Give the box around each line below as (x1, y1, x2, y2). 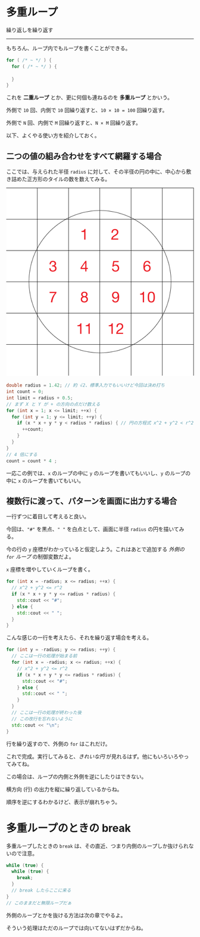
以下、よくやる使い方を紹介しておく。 (6, 132, 100, 139)
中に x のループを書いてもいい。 (6, 477, 85, 484)
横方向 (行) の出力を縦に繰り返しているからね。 (6, 786, 123, 793)
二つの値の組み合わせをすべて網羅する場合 (6, 151, 162, 161)
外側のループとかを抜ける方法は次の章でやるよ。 (6, 911, 126, 919)
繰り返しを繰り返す (6, 26, 54, 33)
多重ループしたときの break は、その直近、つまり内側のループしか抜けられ (6, 842, 189, 849)
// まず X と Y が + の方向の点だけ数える (6, 401, 101, 407)
